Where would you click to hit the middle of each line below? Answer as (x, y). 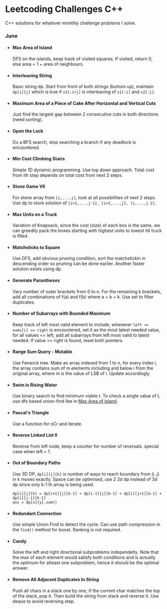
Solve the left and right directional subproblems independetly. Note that (85, 552)
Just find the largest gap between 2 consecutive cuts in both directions (85, 114)
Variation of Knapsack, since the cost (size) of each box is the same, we (86, 226)
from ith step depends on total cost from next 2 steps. (68, 175)
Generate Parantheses (36, 280)
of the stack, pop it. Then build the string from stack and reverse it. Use (85, 596)
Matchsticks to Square (36, 247)
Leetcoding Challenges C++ (64, 9)
